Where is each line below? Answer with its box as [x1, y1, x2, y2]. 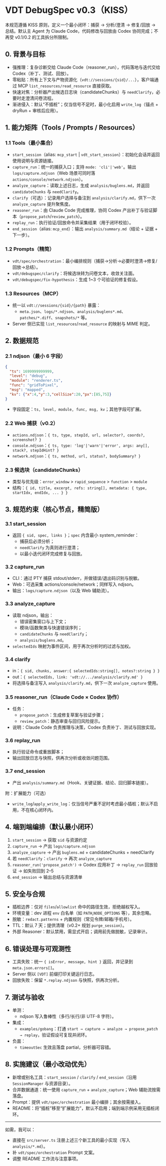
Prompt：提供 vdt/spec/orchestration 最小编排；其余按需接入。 [12, 1099, 143, 1105]
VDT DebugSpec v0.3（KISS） [5, 4, 133, 16]
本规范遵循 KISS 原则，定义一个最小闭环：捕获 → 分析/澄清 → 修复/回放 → [5, 22, 156, 28]
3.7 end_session [5, 768, 45, 775]
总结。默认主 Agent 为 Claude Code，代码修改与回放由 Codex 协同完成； [5, 28, 154, 34]
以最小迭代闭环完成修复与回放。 [19, 551, 85, 557]
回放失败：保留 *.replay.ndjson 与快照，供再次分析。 [12, 977, 122, 983]
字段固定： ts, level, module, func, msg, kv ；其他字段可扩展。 [12, 406, 144, 412]
